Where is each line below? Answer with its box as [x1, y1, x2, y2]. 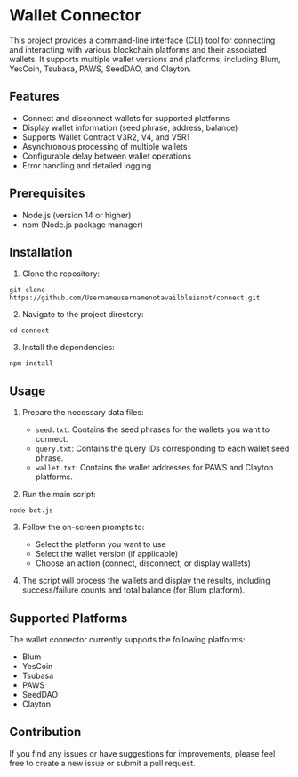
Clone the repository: [21, 268, 101, 279]
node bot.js [9, 506, 53, 515]
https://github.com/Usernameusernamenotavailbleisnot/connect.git [9, 293, 261, 303]
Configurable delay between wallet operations [21, 151, 192, 161]
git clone [9, 286, 46, 295]
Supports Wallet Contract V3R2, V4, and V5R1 [21, 131, 190, 143]
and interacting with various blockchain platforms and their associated [9, 44, 267, 54]
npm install [9, 359, 53, 368]
